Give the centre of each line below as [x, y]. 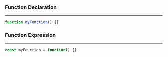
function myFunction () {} [32, 22]
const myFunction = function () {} [41, 50]
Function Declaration [31, 7]
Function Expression [31, 35]
